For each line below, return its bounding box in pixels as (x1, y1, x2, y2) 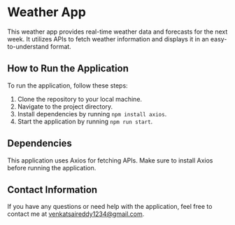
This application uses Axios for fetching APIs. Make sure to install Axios (7, 156, 213, 165)
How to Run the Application (7, 62, 129, 74)
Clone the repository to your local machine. (17, 95, 142, 103)
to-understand (7, 42, 49, 50)
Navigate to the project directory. (17, 102, 113, 111)
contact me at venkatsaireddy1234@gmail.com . (7, 210, 145, 218)
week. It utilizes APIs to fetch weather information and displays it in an (7, 34, 209, 43)
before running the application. (7, 163, 97, 172)
